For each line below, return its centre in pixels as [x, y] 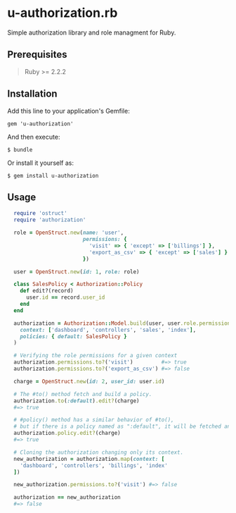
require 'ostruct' [41, 214]
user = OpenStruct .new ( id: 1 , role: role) [77, 272]
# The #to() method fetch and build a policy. [83, 394]
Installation [32, 94]
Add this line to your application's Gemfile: [68, 111]
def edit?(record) [47, 291]
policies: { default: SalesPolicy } [74, 336]
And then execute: [34, 137]
